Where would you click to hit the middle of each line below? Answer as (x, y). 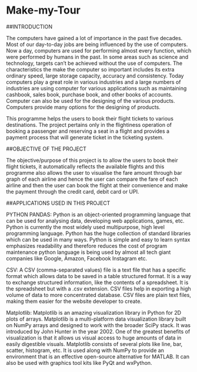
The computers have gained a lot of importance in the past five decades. (94, 38)
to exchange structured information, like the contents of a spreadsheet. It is (97, 282)
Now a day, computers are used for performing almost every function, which (99, 50)
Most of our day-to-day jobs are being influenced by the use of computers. (97, 44)
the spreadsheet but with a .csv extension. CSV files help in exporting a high (98, 288)
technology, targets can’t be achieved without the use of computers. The (94, 63)
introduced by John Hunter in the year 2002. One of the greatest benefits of (98, 331)
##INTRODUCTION (29, 27)
